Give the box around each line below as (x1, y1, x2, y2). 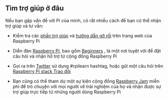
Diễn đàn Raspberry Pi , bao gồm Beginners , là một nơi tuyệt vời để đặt (12, 47, 161, 54)
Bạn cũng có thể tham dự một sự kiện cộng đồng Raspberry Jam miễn (12, 78, 160, 84)
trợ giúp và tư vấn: (5, 23, 44, 29)
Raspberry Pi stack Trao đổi (12, 68, 71, 74)
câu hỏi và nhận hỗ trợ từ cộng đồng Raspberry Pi (12, 53, 117, 59)
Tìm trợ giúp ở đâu (5, 4, 64, 13)
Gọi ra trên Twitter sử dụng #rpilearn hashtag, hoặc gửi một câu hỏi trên (12, 63, 163, 69)
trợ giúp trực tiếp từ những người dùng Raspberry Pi (12, 88, 121, 95)
